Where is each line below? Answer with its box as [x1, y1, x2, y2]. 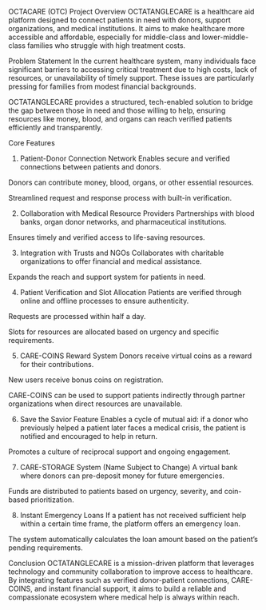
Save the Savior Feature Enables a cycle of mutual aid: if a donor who [19, 415, 249, 424]
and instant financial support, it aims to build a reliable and [34, 584, 227, 593]
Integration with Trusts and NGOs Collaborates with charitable [19, 248, 224, 257]
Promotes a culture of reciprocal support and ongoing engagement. [8, 447, 231, 457]
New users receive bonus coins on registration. [8, 375, 164, 385]
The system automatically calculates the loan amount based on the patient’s [8, 535, 258, 544]
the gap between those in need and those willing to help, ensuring [8, 106, 226, 115]
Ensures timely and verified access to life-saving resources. [8, 233, 205, 242]
